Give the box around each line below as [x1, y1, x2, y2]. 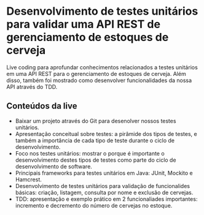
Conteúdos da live [6, 101, 77, 111]
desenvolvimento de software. [15, 162, 92, 170]
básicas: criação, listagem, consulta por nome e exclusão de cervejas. [15, 189, 194, 196]
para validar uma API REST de [6, 17, 161, 31]
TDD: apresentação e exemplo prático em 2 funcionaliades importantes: [15, 195, 198, 203]
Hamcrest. [15, 176, 42, 183]
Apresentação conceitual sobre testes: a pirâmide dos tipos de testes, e [15, 130, 198, 137]
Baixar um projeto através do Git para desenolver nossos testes [15, 117, 176, 124]
